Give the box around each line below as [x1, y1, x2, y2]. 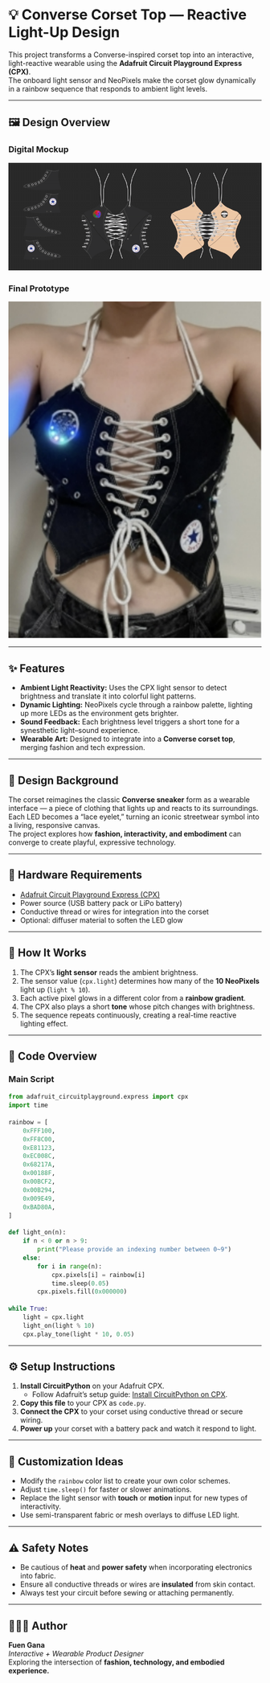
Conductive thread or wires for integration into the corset [19, 907, 209, 916]
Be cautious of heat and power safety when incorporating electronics [19, 1562, 252, 1572]
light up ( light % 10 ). [19, 985, 91, 994]
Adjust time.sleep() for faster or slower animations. [19, 1484, 192, 1494]
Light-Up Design [8, 23, 121, 42]
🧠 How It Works [8, 946, 87, 960]
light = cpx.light [22, 1313, 84, 1321]
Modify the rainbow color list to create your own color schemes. [19, 1476, 231, 1486]
